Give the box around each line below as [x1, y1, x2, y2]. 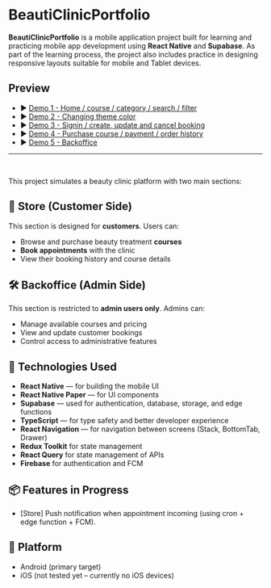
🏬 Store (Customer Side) [8, 199, 133, 213]
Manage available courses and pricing [19, 319, 148, 329]
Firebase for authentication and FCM [19, 459, 144, 468]
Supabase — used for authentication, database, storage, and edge [19, 398, 243, 409]
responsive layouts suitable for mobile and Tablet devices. [8, 58, 202, 68]
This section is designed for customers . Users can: [8, 220, 180, 231]
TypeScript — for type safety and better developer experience [19, 416, 229, 426]
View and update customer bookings [19, 328, 143, 338]
